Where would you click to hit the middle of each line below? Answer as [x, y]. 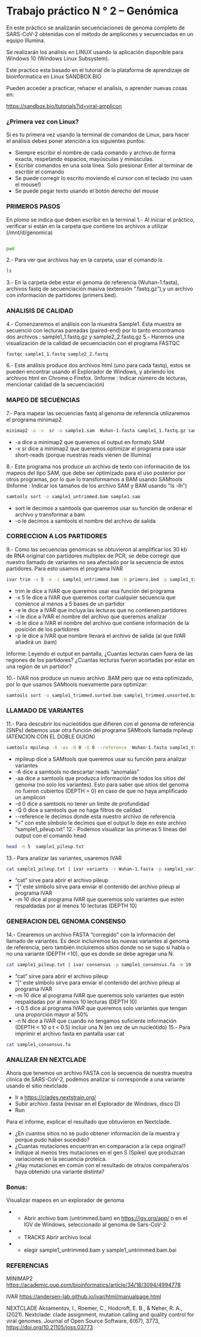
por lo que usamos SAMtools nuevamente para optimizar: [77, 684]
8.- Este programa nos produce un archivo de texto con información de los [98, 466]
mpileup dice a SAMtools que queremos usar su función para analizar [101, 759]
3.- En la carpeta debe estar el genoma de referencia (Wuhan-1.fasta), [93, 283]
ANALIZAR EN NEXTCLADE [46, 1060]
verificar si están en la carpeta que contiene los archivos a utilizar [87, 226]
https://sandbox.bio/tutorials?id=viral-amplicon [64, 106]
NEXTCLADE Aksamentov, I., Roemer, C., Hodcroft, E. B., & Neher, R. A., [94, 1308]
